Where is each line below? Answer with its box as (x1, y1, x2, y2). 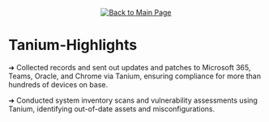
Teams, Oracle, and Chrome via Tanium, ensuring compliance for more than (8, 71, 262, 81)
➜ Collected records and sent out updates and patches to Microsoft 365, (8, 62, 251, 72)
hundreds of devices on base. (8, 79, 108, 89)
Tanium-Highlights (8, 36, 138, 54)
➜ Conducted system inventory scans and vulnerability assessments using (8, 95, 258, 105)
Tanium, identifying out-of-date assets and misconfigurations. (8, 103, 216, 113)
